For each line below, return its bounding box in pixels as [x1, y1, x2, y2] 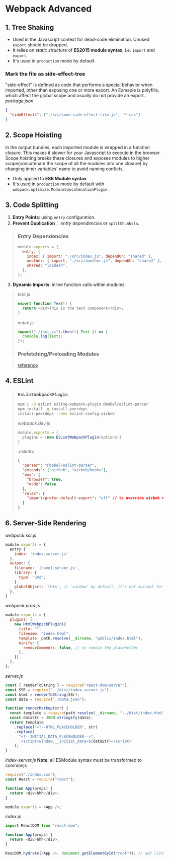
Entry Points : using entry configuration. [12, 214, 96, 220]
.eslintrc [17, 449, 34, 455]
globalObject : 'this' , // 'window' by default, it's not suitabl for [14, 584, 163, 589]
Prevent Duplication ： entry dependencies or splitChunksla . [12, 220, 140, 226]
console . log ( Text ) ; [22, 334, 63, 339]
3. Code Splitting [5, 201, 59, 209]
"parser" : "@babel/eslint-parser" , [22, 463, 97, 468]
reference [17, 362, 38, 368]
